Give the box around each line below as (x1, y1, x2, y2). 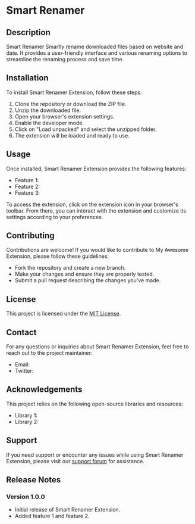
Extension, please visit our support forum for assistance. (6, 457, 144, 464)
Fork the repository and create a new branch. (14, 264, 126, 272)
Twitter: (14, 367, 34, 375)
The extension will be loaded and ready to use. (14, 132, 130, 139)
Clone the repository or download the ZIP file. (14, 100, 127, 107)
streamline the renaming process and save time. (6, 56, 124, 63)
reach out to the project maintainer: (6, 350, 93, 357)
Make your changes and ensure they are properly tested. (14, 270, 155, 277)
